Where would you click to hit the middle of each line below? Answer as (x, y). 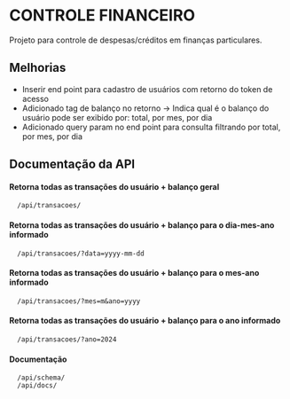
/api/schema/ (41, 378)
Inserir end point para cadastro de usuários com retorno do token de (147, 89)
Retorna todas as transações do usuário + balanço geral (114, 186)
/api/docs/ (37, 386)
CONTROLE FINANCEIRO (102, 16)
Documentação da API (72, 164)
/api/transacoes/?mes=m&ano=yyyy (79, 301)
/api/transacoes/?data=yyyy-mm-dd (81, 254)
